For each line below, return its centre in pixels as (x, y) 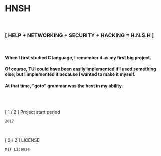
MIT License (17, 149)
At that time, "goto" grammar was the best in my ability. (64, 86)
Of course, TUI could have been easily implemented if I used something (80, 69)
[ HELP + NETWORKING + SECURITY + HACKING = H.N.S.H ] (79, 35)
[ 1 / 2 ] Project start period (33, 112)
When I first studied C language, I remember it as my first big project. (78, 57)
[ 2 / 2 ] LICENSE (22, 140)
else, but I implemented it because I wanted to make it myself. (70, 74)
